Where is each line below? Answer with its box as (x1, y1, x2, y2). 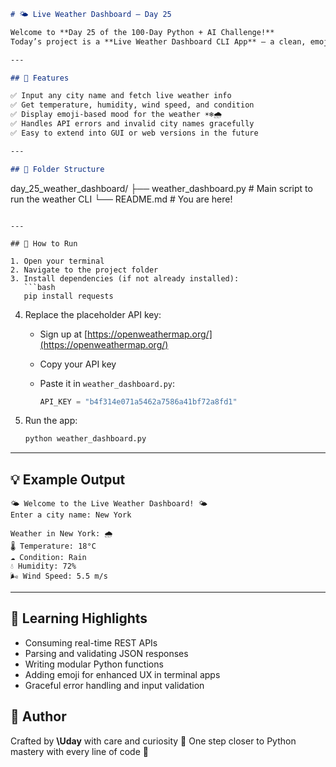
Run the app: (24, 415, 78, 427)
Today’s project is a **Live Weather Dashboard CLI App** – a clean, (10, 36, 307, 47)
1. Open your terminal (10, 256, 105, 266)
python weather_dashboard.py (24, 434, 147, 444)
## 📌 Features (10, 73, 70, 83)
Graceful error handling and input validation (24, 679, 205, 691)
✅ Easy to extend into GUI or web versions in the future (10, 128, 259, 138)
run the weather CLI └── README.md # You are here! (10, 193, 233, 205)
